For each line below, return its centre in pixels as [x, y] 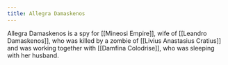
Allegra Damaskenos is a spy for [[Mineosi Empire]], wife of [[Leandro [107, 33]
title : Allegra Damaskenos [46, 13]
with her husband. [33, 55]
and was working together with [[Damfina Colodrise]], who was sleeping [111, 48]
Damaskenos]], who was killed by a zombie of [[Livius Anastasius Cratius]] [114, 40]
